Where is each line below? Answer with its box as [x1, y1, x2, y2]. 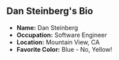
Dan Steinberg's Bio [6, 5, 94, 17]
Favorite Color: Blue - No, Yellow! [16, 45, 113, 53]
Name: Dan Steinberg [16, 23, 78, 31]
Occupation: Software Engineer [16, 31, 107, 39]
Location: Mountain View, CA [16, 37, 100, 46]
